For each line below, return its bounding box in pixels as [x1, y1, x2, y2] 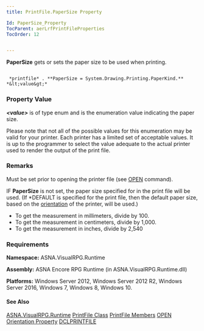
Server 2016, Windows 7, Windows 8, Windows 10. [6, 284, 133, 291]
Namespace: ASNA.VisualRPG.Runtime [6, 254, 105, 262]
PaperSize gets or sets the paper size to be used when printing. [6, 58, 167, 66]
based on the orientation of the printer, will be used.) [6, 200, 138, 207]
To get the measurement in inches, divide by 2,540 [15, 225, 143, 232]
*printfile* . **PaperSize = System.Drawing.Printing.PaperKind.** [9, 75, 184, 82]
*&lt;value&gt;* [6, 81, 47, 87]
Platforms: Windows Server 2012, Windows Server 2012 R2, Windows [6, 277, 183, 285]
